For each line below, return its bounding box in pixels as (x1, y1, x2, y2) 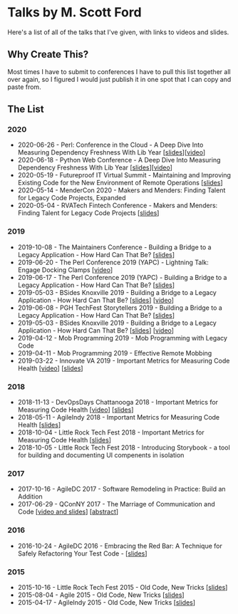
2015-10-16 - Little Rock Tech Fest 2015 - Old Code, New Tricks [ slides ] (17, 583, 228, 591)
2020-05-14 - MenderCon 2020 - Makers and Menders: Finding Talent (17, 186, 226, 194)
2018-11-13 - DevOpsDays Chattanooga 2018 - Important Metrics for (17, 398, 219, 407)
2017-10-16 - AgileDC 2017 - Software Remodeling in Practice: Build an (17, 485, 226, 494)
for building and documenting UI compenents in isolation (17, 451, 185, 459)
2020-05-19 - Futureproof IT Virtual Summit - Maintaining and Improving (17, 171, 232, 179)
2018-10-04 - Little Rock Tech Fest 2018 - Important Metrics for (17, 428, 205, 437)
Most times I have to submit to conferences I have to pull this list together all (7, 67, 231, 76)
